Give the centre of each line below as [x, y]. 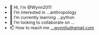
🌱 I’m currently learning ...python [42, 17]
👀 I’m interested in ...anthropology [43, 12]
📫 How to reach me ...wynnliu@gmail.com [52, 28]
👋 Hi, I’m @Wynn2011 [31, 7]
